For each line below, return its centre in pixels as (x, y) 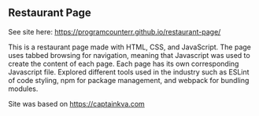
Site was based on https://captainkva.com (77, 103)
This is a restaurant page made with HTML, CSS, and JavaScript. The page (130, 47)
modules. (23, 89)
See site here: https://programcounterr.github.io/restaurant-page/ (115, 31)
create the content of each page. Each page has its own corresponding (124, 63)
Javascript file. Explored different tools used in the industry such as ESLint (129, 72)
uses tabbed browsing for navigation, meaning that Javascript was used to (129, 55)
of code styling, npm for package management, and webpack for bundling (129, 80)
